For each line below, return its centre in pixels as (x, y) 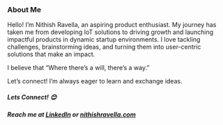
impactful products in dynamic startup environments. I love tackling (104, 40)
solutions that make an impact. (51, 54)
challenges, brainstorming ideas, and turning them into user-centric (104, 47)
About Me (24, 10)
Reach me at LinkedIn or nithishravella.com (71, 115)
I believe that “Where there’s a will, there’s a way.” (78, 68)
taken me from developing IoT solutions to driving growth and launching (110, 32)
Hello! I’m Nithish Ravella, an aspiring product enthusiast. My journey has (112, 25)
